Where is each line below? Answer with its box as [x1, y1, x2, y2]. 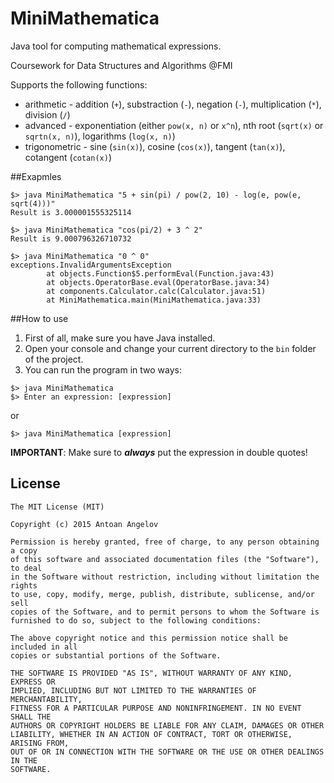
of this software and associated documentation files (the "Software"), [10, 554, 320, 564]
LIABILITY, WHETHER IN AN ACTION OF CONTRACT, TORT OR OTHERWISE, [10, 729, 293, 739]
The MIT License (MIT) [10, 502, 105, 512]
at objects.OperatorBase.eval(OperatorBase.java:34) [46, 277, 271, 287]
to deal [10, 563, 43, 573]
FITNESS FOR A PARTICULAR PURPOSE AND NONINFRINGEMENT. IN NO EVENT [10, 703, 302, 713]
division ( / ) [24, 108, 71, 121]
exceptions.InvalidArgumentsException [10, 260, 172, 270]
